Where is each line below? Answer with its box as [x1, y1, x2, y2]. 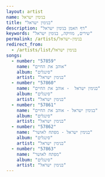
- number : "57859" [11, 58, 57, 64]
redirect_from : [6, 42, 43, 48]
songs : [6, 53, 22, 58]
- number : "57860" [11, 80, 57, 86]
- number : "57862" [11, 124, 57, 130]
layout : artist [6, 8, 43, 15]
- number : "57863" [11, 146, 57, 152]
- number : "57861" [11, 101, 57, 108]
